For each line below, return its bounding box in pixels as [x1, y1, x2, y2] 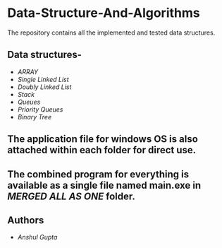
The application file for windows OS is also [7, 133, 199, 146]
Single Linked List [17, 75, 69, 83]
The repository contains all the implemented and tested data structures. [7, 28, 216, 37]
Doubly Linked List [17, 83, 72, 91]
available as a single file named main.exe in [7, 179, 202, 191]
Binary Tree [17, 112, 51, 121]
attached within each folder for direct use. [7, 144, 197, 156]
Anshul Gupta [17, 233, 58, 242]
